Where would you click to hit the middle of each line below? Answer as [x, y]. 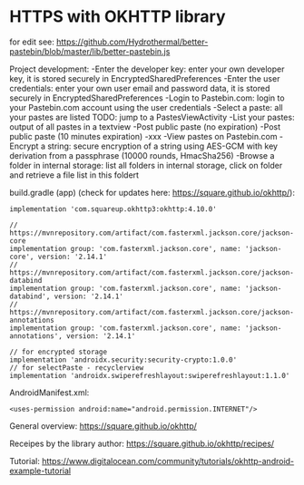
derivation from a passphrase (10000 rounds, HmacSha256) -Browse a [142, 155]
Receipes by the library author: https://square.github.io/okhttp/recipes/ [142, 443]
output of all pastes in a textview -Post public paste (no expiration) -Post [145, 126]
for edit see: [32, 42]
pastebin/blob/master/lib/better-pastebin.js [90, 51]
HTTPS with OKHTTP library [118, 17]
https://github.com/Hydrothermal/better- [132, 42]
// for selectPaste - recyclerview [77, 368]
